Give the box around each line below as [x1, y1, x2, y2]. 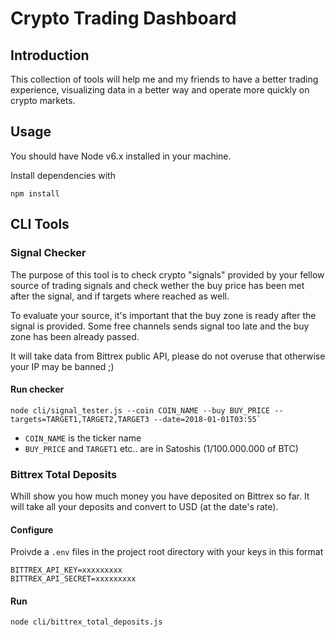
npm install [10, 188, 60, 199]
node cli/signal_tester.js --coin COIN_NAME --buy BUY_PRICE [10, 405, 271, 416]
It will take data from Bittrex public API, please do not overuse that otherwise [10, 350, 326, 362]
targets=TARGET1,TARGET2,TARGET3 [10, 414, 150, 424]
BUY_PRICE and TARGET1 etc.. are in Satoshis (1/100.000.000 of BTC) [24, 442, 299, 454]
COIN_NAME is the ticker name [24, 432, 142, 444]
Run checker [10, 383, 65, 396]
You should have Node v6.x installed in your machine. [10, 150, 232, 162]
